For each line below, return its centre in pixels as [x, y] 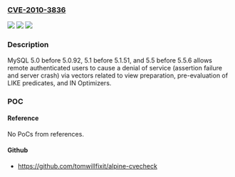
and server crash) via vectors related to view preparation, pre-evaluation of [118, 75]
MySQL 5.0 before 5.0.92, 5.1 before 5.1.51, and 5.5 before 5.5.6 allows [110, 60]
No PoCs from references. [46, 134]
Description [28, 45]
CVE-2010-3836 [37, 10]
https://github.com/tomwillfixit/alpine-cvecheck [88, 166]
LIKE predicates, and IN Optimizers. [59, 82]
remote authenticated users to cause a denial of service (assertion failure [115, 68]
